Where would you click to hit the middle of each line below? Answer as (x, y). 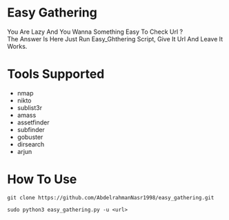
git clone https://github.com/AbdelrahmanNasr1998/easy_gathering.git (111, 197)
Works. (17, 46)
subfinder (31, 129)
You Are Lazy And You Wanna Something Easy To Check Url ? (95, 32)
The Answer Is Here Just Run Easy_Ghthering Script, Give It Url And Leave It (115, 38)
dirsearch (31, 144)
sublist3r (30, 107)
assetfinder (33, 122)
